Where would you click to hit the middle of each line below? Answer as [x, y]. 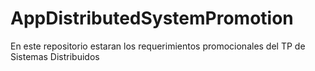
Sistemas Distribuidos [55, 56]
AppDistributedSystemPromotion [152, 18]
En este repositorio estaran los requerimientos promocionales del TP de [158, 46]
